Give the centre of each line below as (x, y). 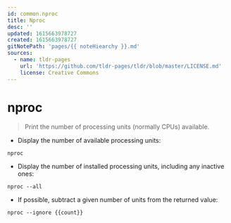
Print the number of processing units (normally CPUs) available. (117, 127)
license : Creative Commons (60, 72)
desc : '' (20, 27)
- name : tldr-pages (42, 60)
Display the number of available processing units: (89, 141)
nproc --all (25, 187)
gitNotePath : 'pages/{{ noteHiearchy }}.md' (74, 46)
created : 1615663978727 (42, 40)
